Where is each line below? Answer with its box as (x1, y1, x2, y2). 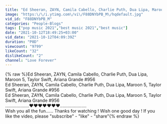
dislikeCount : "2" (5, 53, 43, 58)
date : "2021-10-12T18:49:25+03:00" (5, 30, 79, 35)
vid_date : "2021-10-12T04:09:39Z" (5, 35, 77, 40)
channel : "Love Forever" (5, 58, 57, 63)
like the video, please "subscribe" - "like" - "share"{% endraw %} (5, 113, 140, 119)
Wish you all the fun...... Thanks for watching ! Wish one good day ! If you (5, 108, 156, 114)
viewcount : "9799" (5, 44, 43, 49)
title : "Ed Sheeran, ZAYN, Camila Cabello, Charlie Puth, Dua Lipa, (5, 7, 150, 12)
